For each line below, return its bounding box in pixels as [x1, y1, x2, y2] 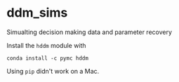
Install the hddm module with [6, 41, 86, 49]
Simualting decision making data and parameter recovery [6, 28, 173, 36]
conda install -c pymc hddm [6, 54, 89, 62]
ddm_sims [6, 5, 68, 21]
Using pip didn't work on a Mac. [6, 67, 100, 75]
